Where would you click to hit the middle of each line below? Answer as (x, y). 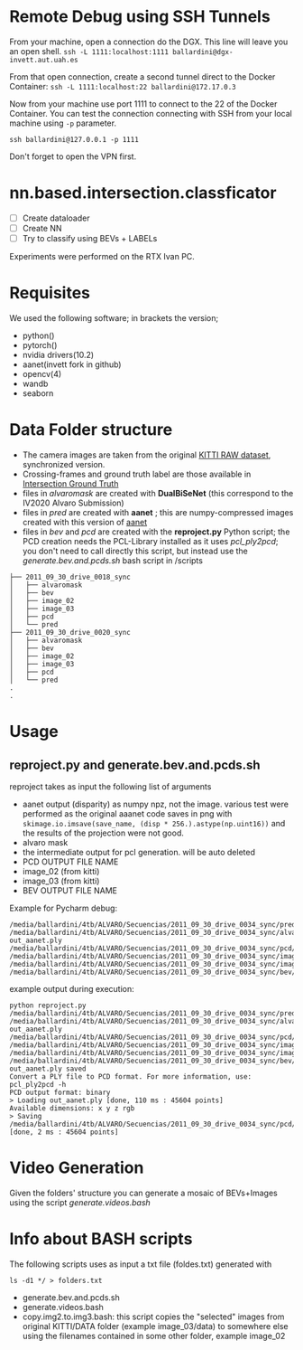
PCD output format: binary (60, 1092)
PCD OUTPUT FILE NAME (70, 862)
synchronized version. (64, 464)
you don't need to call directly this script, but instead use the (135, 551)
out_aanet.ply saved (48, 1069)
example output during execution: (72, 988)
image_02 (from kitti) (61, 871)
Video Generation (77, 1168)
